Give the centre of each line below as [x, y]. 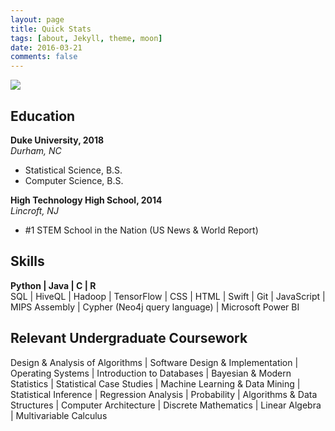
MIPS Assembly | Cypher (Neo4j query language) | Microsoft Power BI [155, 307]
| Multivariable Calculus [59, 415]
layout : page [37, 19]
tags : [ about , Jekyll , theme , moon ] [86, 38]
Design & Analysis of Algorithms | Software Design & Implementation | [154, 362]
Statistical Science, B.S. [73, 170]
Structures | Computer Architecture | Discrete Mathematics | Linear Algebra [166, 405]
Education [43, 116]
